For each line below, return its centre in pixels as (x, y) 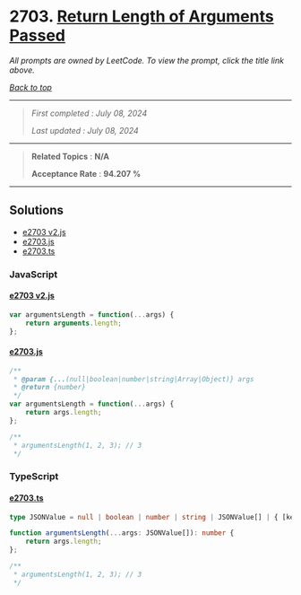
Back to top (30, 87)
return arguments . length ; (74, 323)
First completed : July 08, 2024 (89, 113)
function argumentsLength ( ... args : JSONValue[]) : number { (122, 533)
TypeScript (34, 477)
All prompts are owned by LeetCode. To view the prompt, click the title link (147, 60)
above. (22, 70)
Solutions (37, 210)
